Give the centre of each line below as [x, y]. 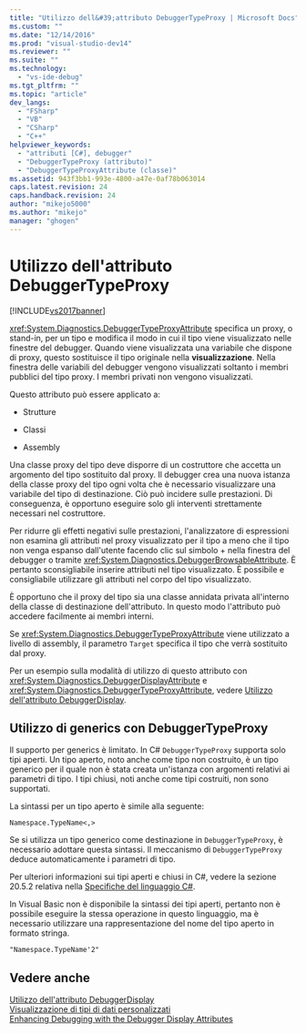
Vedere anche [50, 978]
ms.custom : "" [36, 26]
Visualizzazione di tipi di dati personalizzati [90, 1009]
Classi [34, 430]
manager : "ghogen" [44, 221]
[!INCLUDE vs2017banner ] [58, 310]
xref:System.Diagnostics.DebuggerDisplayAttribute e [108, 680]
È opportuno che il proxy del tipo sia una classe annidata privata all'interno [149, 596]
